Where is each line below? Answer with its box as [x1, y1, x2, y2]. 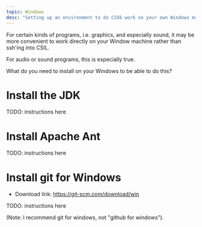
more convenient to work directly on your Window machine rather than [6, 37, 182, 45]
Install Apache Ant [6, 129, 101, 143]
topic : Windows [6, 8, 44, 15]
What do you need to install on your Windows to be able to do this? [6, 67, 173, 74]
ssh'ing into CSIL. [6, 43, 50, 51]
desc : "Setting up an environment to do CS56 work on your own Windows [6, 14, 189, 21]
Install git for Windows [6, 170, 121, 184]
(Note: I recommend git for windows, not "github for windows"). [6, 214, 164, 221]
